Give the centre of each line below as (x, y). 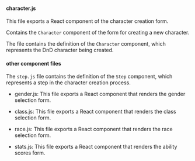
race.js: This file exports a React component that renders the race (94, 129)
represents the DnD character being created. (60, 50)
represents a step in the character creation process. (69, 83)
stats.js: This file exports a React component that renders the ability (96, 147)
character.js (21, 8)
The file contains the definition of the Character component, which (86, 44)
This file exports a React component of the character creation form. (87, 21)
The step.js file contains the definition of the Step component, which (89, 77)
